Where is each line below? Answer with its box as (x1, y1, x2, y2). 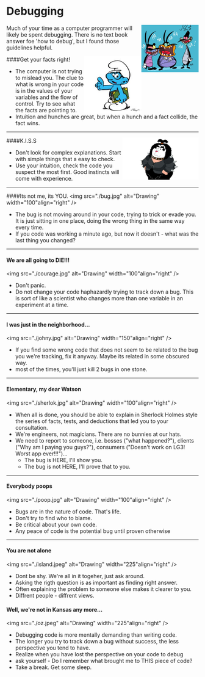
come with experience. (15, 175, 73, 182)
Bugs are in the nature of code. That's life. (15, 508, 121, 515)
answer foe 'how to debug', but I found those (6, 37, 120, 45)
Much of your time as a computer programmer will (6, 24, 133, 32)
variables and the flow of (15, 93, 78, 101)
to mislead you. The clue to (15, 74, 84, 81)
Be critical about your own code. (15, 521, 98, 528)
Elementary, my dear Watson (6, 385, 81, 393)
